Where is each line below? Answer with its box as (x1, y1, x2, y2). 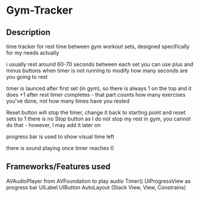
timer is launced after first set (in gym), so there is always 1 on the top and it (6, 85, 192, 92)
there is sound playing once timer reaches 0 (6, 145, 114, 151)
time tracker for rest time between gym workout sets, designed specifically (6, 43, 190, 50)
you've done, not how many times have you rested (6, 97, 129, 104)
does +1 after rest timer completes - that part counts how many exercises (6, 91, 186, 98)
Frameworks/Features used (6, 161, 111, 172)
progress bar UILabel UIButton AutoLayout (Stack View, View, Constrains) (6, 183, 186, 190)
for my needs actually (6, 49, 59, 56)
